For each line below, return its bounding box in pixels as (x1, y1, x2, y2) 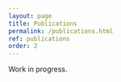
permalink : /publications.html (8, 27, 114, 35)
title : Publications (8, 19, 78, 28)
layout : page (8, 11, 52, 20)
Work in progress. (8, 64, 68, 74)
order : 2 (8, 42, 38, 50)
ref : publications (8, 34, 70, 43)
